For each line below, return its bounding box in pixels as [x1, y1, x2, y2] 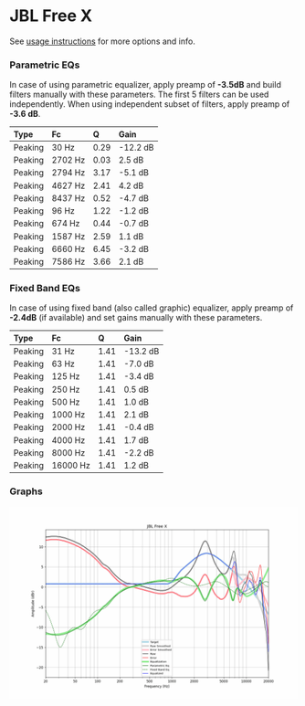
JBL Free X [9, 5, 93, 26]
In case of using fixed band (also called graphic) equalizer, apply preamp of [9, 302, 294, 313]
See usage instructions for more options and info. [9, 36, 196, 47]
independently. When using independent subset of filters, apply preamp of [9, 99, 290, 110]
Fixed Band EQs [9, 281, 80, 294]
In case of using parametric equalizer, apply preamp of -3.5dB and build [9, 79, 281, 90]
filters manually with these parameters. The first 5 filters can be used [9, 89, 269, 100]
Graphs [9, 485, 43, 498]
